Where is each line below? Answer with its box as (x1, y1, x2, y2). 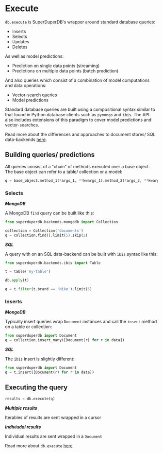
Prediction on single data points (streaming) (12, 63, 100, 69)
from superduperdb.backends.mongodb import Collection (5, 219, 118, 224)
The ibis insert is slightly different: (5, 356, 75, 362)
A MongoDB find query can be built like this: (5, 210, 95, 216)
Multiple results (5, 405, 37, 411)
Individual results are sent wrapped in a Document (5, 433, 102, 439)
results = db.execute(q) (5, 396, 55, 401)
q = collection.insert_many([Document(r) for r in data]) (5, 338, 125, 343)
